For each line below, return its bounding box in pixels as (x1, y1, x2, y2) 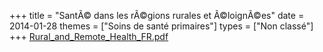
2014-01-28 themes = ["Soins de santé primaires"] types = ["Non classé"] (9, 20, 314, 32)
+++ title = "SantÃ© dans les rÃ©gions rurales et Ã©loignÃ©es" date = (9, 10, 305, 21)
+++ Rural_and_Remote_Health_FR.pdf (9, 31, 169, 42)
